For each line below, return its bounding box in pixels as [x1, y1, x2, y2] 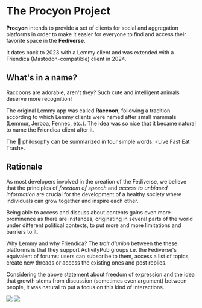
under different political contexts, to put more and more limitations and [6, 222, 181, 229]
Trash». [6, 144, 25, 152]
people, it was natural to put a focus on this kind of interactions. [6, 283, 165, 290]
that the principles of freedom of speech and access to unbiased [6, 184, 168, 191]
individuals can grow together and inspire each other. [6, 197, 139, 204]
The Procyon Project [6, 4, 111, 18]
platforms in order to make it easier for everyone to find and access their [6, 30, 186, 37]
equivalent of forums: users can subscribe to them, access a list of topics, [6, 252, 190, 260]
